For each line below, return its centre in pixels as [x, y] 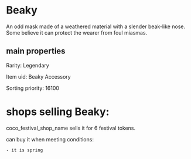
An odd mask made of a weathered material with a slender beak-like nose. [96, 26]
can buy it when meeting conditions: [50, 139]
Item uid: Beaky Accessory [39, 76]
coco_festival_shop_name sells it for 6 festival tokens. [71, 128]
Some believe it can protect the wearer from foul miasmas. [77, 32]
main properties [36, 51]
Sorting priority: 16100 [33, 88]
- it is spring [25, 150]
